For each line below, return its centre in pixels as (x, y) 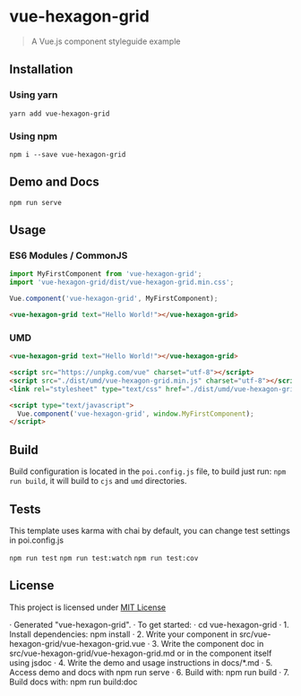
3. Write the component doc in (208, 643)
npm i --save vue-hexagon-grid (68, 154)
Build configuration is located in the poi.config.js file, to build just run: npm (148, 471)
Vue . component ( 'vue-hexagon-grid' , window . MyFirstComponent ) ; (136, 414)
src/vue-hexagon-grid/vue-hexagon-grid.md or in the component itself (141, 653)
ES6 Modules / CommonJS (69, 255)
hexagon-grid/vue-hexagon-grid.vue (77, 643)
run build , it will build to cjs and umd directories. (98, 481)
